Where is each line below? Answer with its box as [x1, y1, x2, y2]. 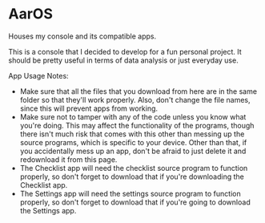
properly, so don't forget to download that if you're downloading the [19, 172, 244, 181]
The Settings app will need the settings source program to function [19, 189, 242, 198]
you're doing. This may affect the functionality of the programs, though [19, 120, 255, 130]
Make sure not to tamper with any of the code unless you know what [19, 111, 247, 121]
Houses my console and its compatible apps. [8, 31, 157, 41]
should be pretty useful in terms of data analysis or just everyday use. [8, 55, 239, 65]
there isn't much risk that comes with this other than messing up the [19, 129, 245, 139]
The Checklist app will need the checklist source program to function [19, 163, 248, 172]
